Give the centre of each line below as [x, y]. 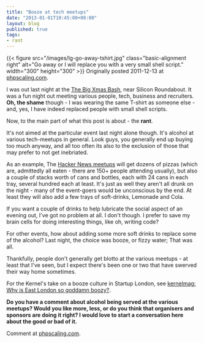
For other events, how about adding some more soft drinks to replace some [101, 233]
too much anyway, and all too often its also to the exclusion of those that [98, 146]
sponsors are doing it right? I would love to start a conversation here [95, 315]
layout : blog [23, 23]
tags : [13, 35]
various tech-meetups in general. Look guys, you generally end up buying [100, 139]
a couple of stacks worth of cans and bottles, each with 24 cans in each [97, 177]
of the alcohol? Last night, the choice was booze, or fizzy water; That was [100, 240]
